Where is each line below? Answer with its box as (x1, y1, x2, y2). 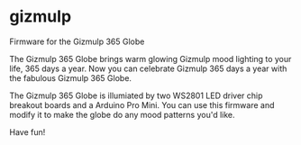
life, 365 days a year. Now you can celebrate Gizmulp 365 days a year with (9, 63, 287, 74)
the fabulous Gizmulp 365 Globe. (9, 72, 132, 83)
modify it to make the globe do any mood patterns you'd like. (9, 109, 236, 120)
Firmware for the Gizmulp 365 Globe (9, 36, 145, 47)
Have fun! (9, 126, 46, 137)
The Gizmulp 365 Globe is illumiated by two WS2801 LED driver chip (9, 90, 263, 101)
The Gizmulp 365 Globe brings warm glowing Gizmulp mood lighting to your (9, 53, 292, 64)
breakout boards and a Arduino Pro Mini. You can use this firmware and (9, 99, 275, 110)
